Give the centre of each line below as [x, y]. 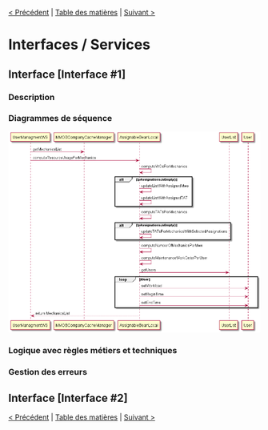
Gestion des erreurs [48, 372]
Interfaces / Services [79, 45]
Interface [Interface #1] [67, 74]
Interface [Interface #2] [68, 398]
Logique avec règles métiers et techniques [93, 351]
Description [32, 97]
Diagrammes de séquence [60, 119]
